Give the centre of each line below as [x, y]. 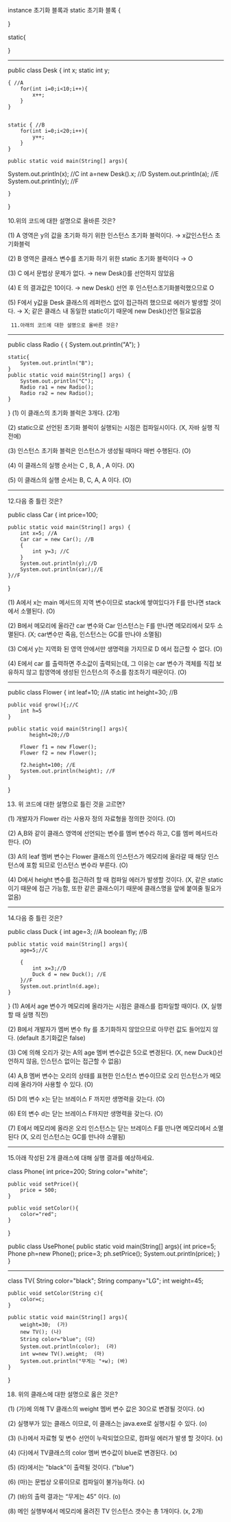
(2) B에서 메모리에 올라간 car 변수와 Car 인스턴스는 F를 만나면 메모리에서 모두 [112, 626]
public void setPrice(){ [43, 1184]
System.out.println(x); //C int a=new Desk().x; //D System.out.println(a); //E [113, 174]
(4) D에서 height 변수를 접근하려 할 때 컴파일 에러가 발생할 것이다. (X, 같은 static [115, 880]
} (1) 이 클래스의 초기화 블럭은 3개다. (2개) [64, 413]
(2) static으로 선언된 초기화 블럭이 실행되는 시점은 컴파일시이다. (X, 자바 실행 [110, 427]
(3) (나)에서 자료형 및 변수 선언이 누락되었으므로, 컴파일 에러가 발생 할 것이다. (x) [115, 1438]
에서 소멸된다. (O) [32, 611]
